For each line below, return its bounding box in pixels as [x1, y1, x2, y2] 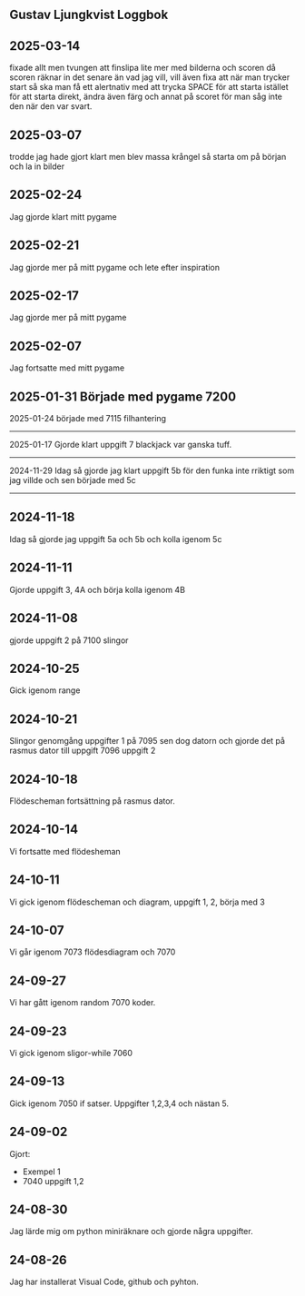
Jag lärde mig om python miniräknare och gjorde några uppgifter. [9, 1226, 253, 1237]
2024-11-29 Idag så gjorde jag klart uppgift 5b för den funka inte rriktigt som [9, 465, 295, 476]
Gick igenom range [9, 685, 81, 696]
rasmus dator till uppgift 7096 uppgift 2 [9, 745, 156, 757]
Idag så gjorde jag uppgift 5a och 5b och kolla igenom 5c [9, 533, 222, 544]
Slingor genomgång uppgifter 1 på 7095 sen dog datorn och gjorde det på [9, 736, 286, 747]
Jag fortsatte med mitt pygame [9, 362, 125, 373]
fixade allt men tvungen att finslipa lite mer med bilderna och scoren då [9, 63, 277, 74]
